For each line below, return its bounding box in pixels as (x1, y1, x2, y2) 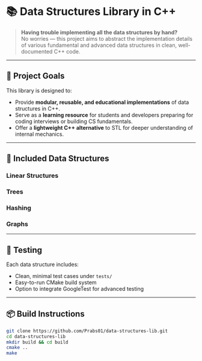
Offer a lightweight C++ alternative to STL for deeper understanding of (14, 124, 194, 131)
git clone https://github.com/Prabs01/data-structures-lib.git (6, 328, 168, 334)
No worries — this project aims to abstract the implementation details (20, 35, 193, 42)
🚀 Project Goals (6, 71, 65, 81)
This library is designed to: (6, 86, 72, 94)
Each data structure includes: (6, 261, 79, 268)
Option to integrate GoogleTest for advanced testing (14, 285, 144, 293)
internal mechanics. (14, 130, 64, 138)
